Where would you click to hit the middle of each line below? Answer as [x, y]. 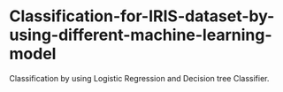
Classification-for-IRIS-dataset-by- [142, 16]
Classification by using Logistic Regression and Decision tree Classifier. [139, 78]
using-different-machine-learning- [141, 35]
